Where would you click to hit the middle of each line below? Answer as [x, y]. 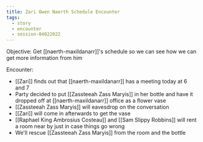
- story [21, 23]
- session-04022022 [36, 34]
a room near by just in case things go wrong [70, 126]
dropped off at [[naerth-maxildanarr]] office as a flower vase [90, 101]
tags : [13, 18]
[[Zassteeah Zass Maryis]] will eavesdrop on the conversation [92, 107]
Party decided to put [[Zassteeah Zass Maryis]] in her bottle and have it [104, 94]
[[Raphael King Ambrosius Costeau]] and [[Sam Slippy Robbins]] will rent [106, 120]
